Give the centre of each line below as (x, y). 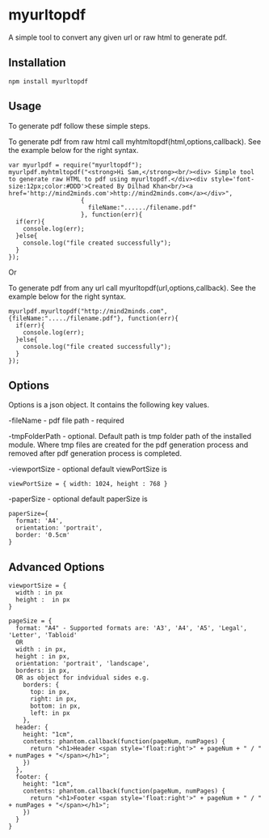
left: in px (50, 713)
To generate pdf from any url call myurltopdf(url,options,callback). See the (132, 287)
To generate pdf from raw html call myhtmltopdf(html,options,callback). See (134, 141)
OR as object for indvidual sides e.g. (83, 678)
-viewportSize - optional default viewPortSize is (88, 469)
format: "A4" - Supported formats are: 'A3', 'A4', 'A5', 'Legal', (132, 628)
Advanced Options (57, 567)
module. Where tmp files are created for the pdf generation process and (128, 445)
